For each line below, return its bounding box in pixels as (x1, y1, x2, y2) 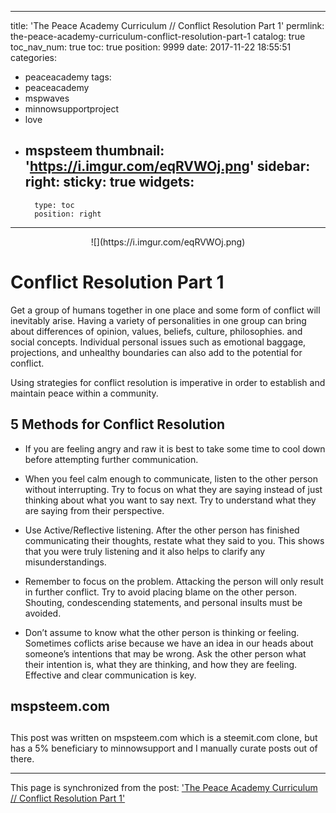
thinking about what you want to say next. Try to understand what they (24, 494, 317, 506)
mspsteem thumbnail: (24, 142, 165, 160)
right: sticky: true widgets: (24, 174, 195, 191)
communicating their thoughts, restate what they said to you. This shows (24, 534, 325, 546)
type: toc (34, 200, 75, 210)
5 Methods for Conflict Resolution (10, 416, 226, 433)
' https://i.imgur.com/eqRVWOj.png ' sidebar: (24, 158, 311, 175)
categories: (10, 52, 57, 63)
